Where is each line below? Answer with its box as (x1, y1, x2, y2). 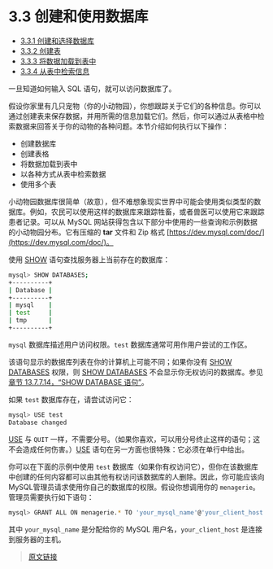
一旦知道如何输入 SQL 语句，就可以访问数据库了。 (8, 83, 176, 94)
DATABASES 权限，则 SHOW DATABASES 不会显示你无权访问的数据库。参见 (8, 367, 264, 377)
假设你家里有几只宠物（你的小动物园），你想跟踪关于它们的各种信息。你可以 (8, 101, 262, 111)
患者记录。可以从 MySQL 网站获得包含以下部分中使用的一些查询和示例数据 (8, 217, 258, 226)
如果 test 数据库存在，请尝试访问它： (8, 394, 134, 404)
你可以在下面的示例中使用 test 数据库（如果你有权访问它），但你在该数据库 (8, 462, 258, 471)
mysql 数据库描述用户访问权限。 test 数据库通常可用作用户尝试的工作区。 (8, 339, 252, 349)
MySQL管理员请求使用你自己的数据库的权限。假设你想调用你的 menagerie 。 (8, 482, 260, 492)
